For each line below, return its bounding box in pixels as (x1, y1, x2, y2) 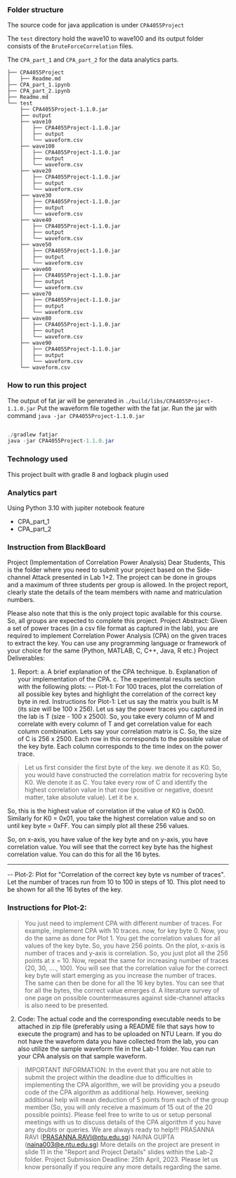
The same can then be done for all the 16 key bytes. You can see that (24, 979, 225, 987)
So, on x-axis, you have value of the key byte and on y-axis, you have (7, 835, 209, 844)
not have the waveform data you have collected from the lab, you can (17, 1037, 219, 1045)
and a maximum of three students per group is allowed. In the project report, (7, 581, 228, 589)
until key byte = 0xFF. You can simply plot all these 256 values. (7, 822, 190, 830)
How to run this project (7, 381, 87, 391)
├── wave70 (20, 290, 52, 298)
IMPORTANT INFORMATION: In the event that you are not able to (24, 1066, 212, 1074)
